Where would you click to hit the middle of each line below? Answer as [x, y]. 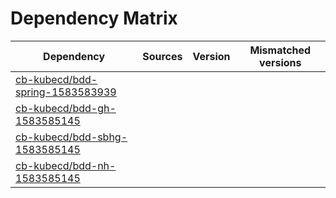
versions [280, 62]
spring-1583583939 [66, 92]
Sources [162, 56]
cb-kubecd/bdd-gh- [66, 108]
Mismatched [280, 50]
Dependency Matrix [94, 18]
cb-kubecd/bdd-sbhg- [71, 137]
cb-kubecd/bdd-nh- [66, 165]
